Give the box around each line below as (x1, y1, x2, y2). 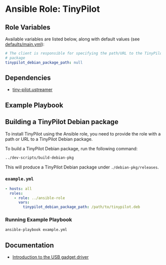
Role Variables (5, 23, 50, 32)
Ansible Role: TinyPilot (5, 3, 100, 15)
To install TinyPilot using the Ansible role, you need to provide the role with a (5, 131, 161, 136)
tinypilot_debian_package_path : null (5, 60, 83, 65)
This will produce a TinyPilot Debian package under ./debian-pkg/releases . (5, 164, 159, 170)
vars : (18, 200, 30, 205)
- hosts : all (5, 186, 32, 191)
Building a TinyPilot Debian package (5, 118, 119, 126)
